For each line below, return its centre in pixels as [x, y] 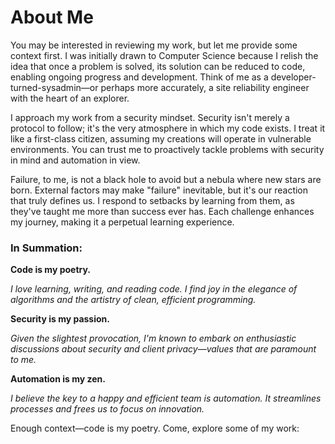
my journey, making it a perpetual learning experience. [122, 222]
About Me [52, 17]
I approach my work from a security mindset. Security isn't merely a [150, 117]
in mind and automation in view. [75, 160]
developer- [293, 77]
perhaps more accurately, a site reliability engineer [205, 87]
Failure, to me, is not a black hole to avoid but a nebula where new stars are [166, 179]
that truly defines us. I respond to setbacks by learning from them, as [152, 200]
